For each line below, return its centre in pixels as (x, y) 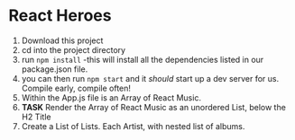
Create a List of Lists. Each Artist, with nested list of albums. (133, 126)
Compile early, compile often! (76, 88)
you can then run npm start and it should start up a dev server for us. (150, 78)
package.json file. (55, 69)
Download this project (62, 40)
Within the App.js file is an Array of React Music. (111, 97)
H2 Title (36, 117)
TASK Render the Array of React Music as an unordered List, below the (153, 107)
